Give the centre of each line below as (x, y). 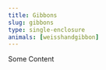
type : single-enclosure (47, 30)
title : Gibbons (33, 15)
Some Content (31, 59)
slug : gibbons (31, 23)
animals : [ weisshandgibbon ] (54, 37)
